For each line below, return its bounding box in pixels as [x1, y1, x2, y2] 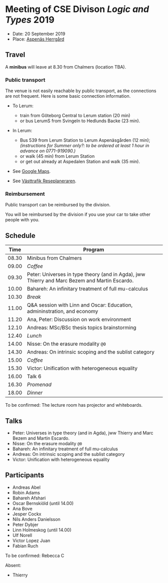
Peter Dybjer [12, 521, 39, 527]
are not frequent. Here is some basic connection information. [5, 93, 131, 99]
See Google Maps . [12, 168, 51, 174]
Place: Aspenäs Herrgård [12, 36, 64, 42]
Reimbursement [5, 190, 45, 197]
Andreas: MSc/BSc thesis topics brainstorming [26, 324, 136, 331]
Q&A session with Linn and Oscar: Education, [26, 302, 133, 309]
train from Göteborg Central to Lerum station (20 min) [19, 113, 130, 119]
